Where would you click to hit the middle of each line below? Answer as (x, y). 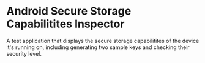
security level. (24, 53)
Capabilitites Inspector (65, 24)
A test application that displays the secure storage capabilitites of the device (103, 41)
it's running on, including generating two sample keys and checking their (98, 47)
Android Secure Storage (69, 11)
